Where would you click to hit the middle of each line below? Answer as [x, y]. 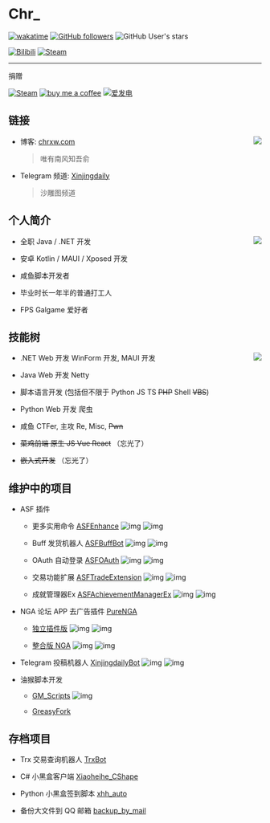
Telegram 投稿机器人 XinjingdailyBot [80, 662]
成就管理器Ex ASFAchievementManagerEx [102, 594]
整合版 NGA [51, 646]
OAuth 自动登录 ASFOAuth [76, 560]
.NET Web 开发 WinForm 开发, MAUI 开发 [88, 358]
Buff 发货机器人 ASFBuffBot [78, 544]
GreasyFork [51, 711]
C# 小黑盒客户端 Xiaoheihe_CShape [79, 776]
